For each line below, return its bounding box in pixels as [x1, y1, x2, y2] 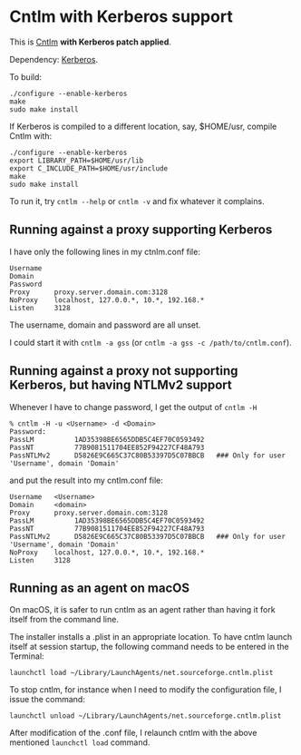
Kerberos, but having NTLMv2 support [9, 377, 233, 393]
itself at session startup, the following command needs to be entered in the [9, 642, 289, 652]
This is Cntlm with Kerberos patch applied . [9, 36, 172, 47]
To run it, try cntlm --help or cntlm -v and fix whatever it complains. [9, 195, 265, 206]
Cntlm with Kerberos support [9, 6, 233, 27]
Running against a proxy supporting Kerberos [9, 222, 273, 238]
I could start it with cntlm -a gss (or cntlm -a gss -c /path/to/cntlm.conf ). [9, 337, 292, 348]
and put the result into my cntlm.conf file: [9, 475, 163, 485]
